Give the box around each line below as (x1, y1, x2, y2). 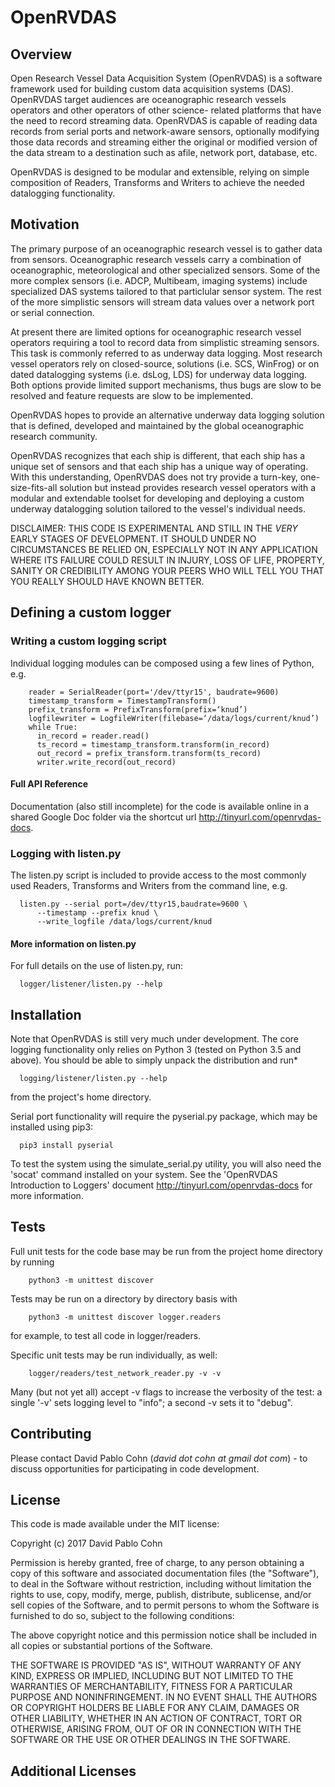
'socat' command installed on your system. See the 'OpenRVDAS (10, 1169, 278, 1181)
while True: (28, 722, 78, 732)
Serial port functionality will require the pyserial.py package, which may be (10, 1111, 318, 1123)
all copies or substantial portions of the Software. (10, 1640, 213, 1652)
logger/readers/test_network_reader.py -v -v (28, 1368, 222, 1378)
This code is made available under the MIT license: (10, 1518, 220, 1530)
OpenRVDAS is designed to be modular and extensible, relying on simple (10, 166, 310, 178)
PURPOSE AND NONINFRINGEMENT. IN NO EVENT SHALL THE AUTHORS (10, 1691, 318, 1703)
